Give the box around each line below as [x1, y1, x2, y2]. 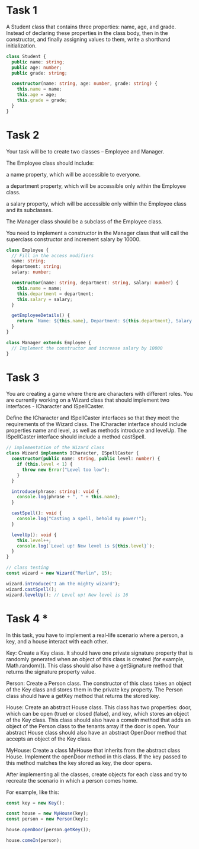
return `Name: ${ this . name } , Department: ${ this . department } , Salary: [17, 318, 195, 324]
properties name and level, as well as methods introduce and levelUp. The [6, 427, 187, 434]
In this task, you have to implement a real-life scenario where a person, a [6, 632, 184, 639]
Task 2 [6, 128, 40, 142]
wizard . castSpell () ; [6, 586, 57, 592]
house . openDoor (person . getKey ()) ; [6, 827, 92, 833]
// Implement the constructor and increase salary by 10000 [11, 345, 163, 351]
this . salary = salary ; [17, 296, 73, 302]
